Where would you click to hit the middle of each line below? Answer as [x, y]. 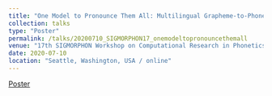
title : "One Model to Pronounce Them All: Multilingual [104, 16]
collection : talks [39, 23]
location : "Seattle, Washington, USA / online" [90, 61]
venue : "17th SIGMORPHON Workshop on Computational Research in [119, 46]
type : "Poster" [34, 31]
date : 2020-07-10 [38, 53]
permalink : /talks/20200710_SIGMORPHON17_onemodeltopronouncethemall [128, 38]
